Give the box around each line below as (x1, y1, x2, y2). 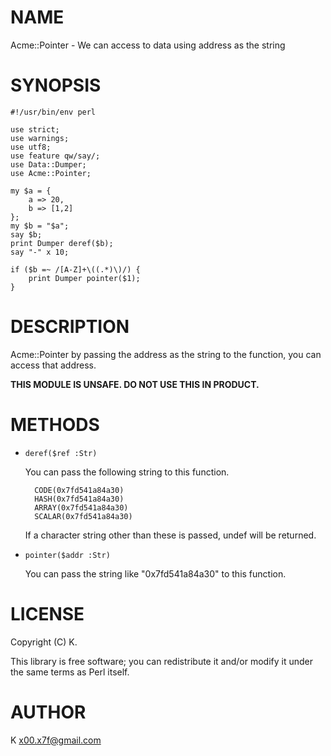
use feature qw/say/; (10, 151, 101, 161)
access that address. (10, 359, 97, 371)
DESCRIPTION (10, 316, 130, 338)
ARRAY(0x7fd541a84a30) (34, 502, 129, 513)
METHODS (10, 414, 100, 436)
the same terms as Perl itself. (10, 666, 130, 678)
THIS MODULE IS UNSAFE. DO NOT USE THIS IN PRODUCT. (10, 378, 260, 390)
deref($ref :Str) (24, 448, 98, 458)
